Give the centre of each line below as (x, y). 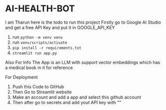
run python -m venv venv (37, 37)
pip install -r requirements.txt (47, 48)
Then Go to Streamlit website (42, 92)
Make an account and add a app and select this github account (77, 97)
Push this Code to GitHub (38, 86)
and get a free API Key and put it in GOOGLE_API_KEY (60, 27)
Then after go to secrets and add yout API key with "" (67, 102)
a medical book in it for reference (39, 68)
